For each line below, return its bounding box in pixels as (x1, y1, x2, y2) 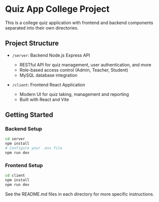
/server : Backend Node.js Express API (12, 52, 90, 58)
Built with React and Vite (19, 96, 69, 102)
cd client (5, 173, 26, 178)
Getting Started (5, 111, 53, 119)
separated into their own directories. (5, 25, 79, 30)
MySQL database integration (19, 72, 78, 78)
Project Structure (5, 39, 59, 48)
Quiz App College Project (5, 3, 110, 15)
